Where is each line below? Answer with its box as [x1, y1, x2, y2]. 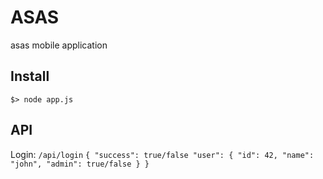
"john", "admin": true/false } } [10, 159, 150, 169]
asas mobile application [10, 39, 108, 51]
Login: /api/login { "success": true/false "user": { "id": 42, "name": [10, 148, 315, 160]
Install [10, 68, 50, 85]
